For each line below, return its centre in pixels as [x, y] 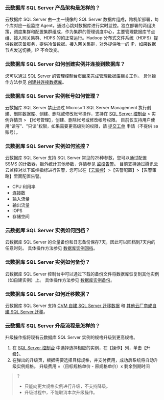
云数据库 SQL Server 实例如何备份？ [48, 262]
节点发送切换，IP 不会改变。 [34, 50]
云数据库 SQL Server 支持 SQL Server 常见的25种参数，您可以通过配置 [76, 158]
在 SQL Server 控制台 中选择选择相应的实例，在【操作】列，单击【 [79, 348]
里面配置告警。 [29, 176]
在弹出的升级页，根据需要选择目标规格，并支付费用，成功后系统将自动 [83, 360]
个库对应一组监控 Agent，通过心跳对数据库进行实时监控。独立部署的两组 [78, 26]
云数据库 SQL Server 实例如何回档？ [48, 231]
